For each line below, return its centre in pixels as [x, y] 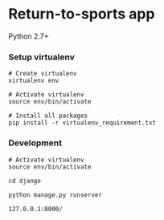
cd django [25, 181]
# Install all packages [48, 116]
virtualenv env [34, 81]
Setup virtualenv [41, 57]
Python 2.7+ [29, 36]
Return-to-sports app [82, 14]
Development [35, 143]
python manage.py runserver [55, 195]
